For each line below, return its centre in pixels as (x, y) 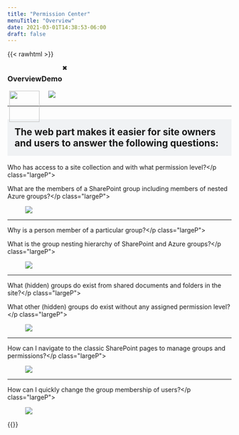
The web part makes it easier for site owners (115, 132)
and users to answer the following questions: (117, 143)
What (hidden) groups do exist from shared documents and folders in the (115, 285)
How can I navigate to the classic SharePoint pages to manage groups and (117, 348)
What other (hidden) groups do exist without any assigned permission (110, 307)
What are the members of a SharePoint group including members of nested (117, 189)
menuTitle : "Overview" (41, 21)
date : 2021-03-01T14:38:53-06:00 (57, 27)
